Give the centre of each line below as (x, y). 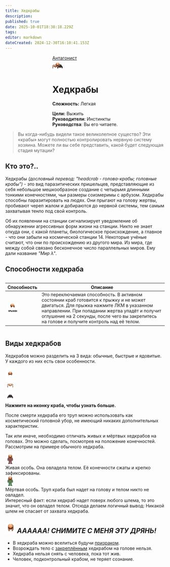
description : (19, 16)
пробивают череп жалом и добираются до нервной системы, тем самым (85, 205)
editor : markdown (24, 38)
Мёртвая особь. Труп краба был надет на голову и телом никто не (77, 489)
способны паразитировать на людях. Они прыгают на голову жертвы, (81, 200)
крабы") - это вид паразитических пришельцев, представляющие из (80, 184)
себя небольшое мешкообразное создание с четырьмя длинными (77, 189)
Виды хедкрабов (33, 344)
